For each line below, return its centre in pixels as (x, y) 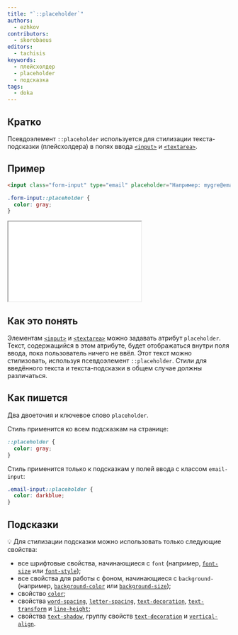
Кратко (24, 122)
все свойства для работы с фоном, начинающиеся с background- (115, 578)
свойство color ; (41, 593)
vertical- (203, 617)
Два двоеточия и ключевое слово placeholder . (78, 415)
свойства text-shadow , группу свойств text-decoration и (102, 616)
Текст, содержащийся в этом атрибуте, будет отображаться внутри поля (118, 346)
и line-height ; (69, 608)
